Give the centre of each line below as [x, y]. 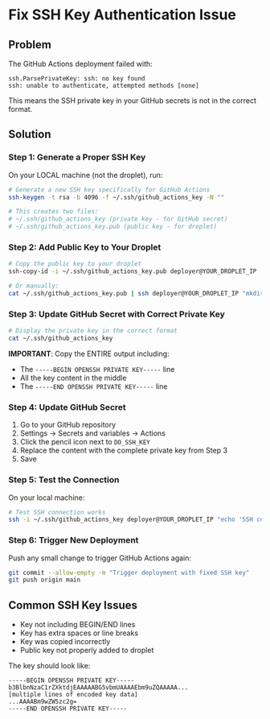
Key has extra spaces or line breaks [79, 633]
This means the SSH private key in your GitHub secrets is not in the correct [133, 101]
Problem [30, 45]
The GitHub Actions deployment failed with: [80, 64]
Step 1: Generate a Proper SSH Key [77, 157]
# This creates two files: [53, 212]
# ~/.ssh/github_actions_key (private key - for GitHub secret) [118, 219]
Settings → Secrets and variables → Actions [93, 433]
